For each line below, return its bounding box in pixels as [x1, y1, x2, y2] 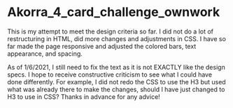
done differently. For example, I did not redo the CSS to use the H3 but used [7, 77, 226, 86]
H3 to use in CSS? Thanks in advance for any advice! [7, 92, 161, 101]
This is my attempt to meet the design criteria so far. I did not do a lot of [7, 27, 214, 36]
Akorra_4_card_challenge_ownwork [7, 4, 220, 20]
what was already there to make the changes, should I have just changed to [7, 85, 225, 93]
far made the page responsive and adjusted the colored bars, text [7, 42, 197, 50]
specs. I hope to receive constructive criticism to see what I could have [7, 70, 212, 79]
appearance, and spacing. [7, 49, 83, 58]
